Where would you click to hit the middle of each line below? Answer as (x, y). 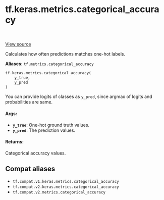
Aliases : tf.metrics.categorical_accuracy (50, 64)
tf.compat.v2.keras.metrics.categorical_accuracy (66, 187)
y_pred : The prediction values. (44, 130)
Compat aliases (30, 169)
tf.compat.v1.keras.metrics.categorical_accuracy (66, 181)
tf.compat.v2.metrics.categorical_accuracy (59, 192)
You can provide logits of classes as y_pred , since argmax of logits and (79, 96)
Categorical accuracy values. (36, 153)
